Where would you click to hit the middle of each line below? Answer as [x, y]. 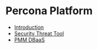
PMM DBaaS [29, 40]
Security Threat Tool [39, 33]
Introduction [29, 27]
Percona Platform [49, 11]
